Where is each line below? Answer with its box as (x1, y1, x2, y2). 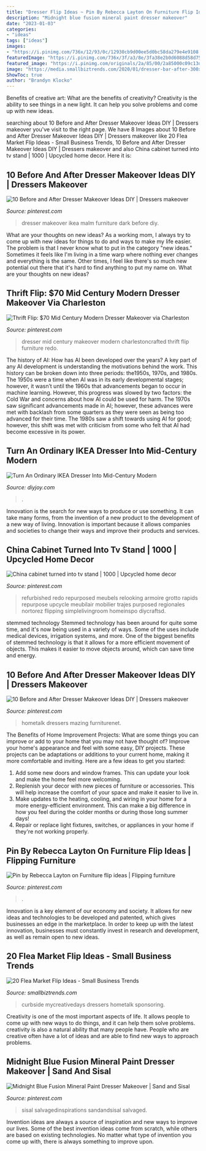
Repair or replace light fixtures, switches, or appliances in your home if (15, 821, 194, 829)
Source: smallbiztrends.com (6, 989, 78, 996)
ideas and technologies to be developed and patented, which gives (6, 914, 176, 921)
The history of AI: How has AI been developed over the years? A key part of (6, 356, 197, 363)
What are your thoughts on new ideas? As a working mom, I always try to (6, 231, 191, 238)
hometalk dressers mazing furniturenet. (21, 719, 121, 727)
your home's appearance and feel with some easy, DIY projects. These (6, 744, 185, 752)
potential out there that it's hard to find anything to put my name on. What (6, 263, 192, 271)
